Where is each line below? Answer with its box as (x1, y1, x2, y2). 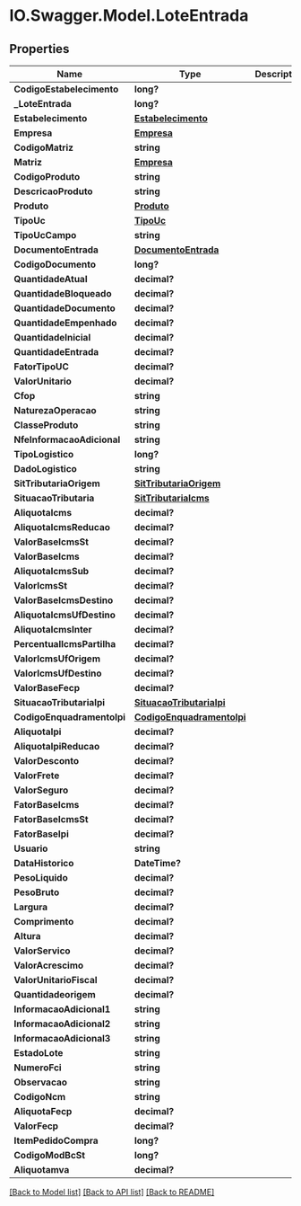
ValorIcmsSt (13, 580, 68, 591)
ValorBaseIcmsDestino (13, 594, 114, 607)
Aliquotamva (13, 1164, 70, 1175)
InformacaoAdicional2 (13, 1017, 111, 1030)
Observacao (13, 1076, 68, 1088)
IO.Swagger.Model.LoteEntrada (9, 5, 249, 26)
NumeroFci (13, 1061, 62, 1074)
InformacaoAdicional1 (13, 1003, 111, 1015)
